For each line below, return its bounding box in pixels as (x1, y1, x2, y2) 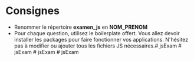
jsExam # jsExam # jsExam (14, 48, 79, 55)
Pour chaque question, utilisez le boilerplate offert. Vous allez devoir (14, 29, 180, 36)
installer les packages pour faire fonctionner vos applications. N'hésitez (14, 36, 189, 43)
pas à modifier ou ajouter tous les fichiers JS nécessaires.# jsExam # (14, 42, 182, 49)
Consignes (5, 4, 60, 18)
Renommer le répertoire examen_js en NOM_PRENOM (14, 23, 148, 30)
